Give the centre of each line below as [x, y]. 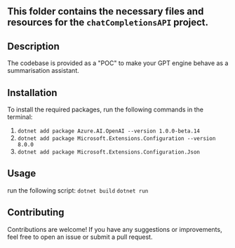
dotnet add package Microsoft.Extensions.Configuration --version [116, 139]
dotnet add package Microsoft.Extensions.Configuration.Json [109, 152]
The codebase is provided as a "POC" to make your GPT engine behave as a [118, 63]
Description [33, 46]
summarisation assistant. [43, 71]
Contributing [36, 213]
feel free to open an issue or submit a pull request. [80, 237]
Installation [32, 93]
